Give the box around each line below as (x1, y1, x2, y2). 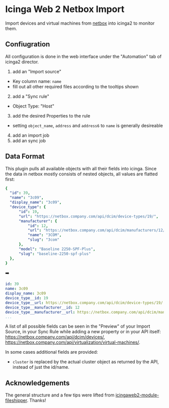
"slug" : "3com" (27, 237, 59, 242)
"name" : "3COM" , (27, 233, 62, 238)
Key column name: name (12, 78, 62, 84)
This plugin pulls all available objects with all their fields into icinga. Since (5, 165, 157, 171)
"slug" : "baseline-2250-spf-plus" (18, 251, 92, 256)
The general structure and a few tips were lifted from (5, 392, 115, 398)
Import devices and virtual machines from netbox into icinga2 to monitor (5, 20, 155, 26)
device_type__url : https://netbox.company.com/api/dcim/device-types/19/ (5, 300, 163, 305)
